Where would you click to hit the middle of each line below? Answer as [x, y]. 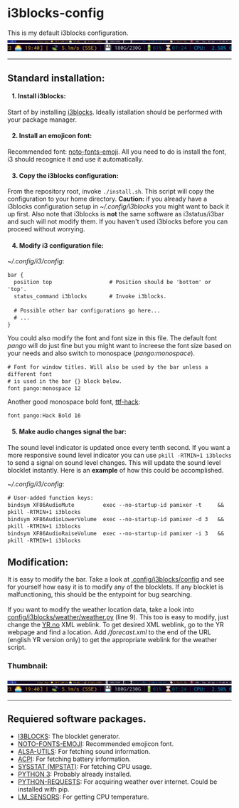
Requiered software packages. [77, 719]
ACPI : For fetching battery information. [74, 759]
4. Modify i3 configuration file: [58, 245]
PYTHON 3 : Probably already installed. [74, 774]
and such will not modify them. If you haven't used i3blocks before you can [118, 221]
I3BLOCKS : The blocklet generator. [69, 736]
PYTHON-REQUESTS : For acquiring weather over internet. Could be [117, 782]
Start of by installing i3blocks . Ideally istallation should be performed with [115, 112]
